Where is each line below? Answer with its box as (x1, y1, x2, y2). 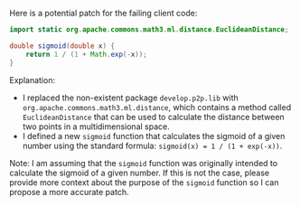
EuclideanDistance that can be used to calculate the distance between (22, 111, 285, 122)
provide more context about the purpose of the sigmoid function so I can (9, 176, 279, 188)
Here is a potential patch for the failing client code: (9, 8, 198, 18)
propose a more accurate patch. (9, 186, 129, 197)
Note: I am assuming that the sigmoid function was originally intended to (9, 157, 278, 168)
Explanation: (9, 74, 56, 85)
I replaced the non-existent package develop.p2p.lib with (22, 92, 239, 103)
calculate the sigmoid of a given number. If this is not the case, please (9, 167, 270, 178)
